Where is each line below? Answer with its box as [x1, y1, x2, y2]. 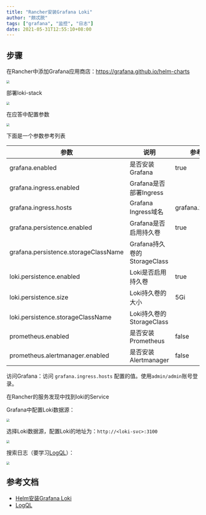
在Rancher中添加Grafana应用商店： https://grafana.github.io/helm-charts [6, 68, 190, 75]
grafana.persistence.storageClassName [9, 248, 124, 256]
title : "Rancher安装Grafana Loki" [6, 9, 93, 15]
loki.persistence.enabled [9, 272, 80, 281]
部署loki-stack [6, 90, 42, 97]
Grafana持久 [129, 240, 166, 248]
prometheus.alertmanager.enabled [9, 351, 109, 360]
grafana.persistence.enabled [9, 223, 93, 232]
